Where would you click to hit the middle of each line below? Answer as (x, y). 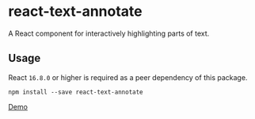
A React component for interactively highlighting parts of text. (109, 33)
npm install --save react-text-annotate (76, 92)
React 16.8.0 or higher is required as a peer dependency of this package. (128, 77)
